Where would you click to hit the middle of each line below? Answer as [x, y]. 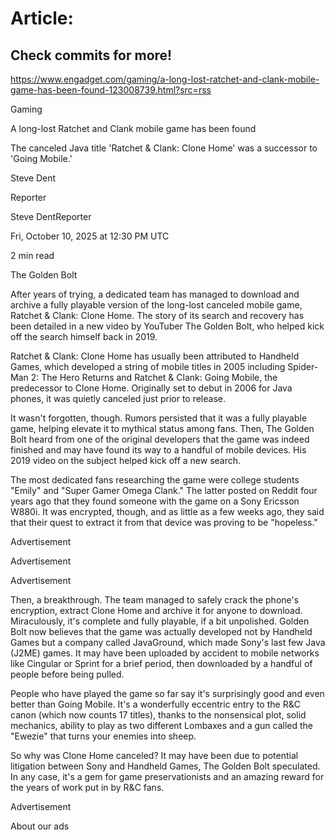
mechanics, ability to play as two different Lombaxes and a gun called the [162, 725]
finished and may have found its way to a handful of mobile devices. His [158, 450]
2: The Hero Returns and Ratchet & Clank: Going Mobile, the [154, 377]
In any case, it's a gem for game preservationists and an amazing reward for [167, 776]
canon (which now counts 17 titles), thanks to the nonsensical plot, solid [158, 715]
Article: [42, 18]
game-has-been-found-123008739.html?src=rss [111, 90]
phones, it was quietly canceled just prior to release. [118, 398]
